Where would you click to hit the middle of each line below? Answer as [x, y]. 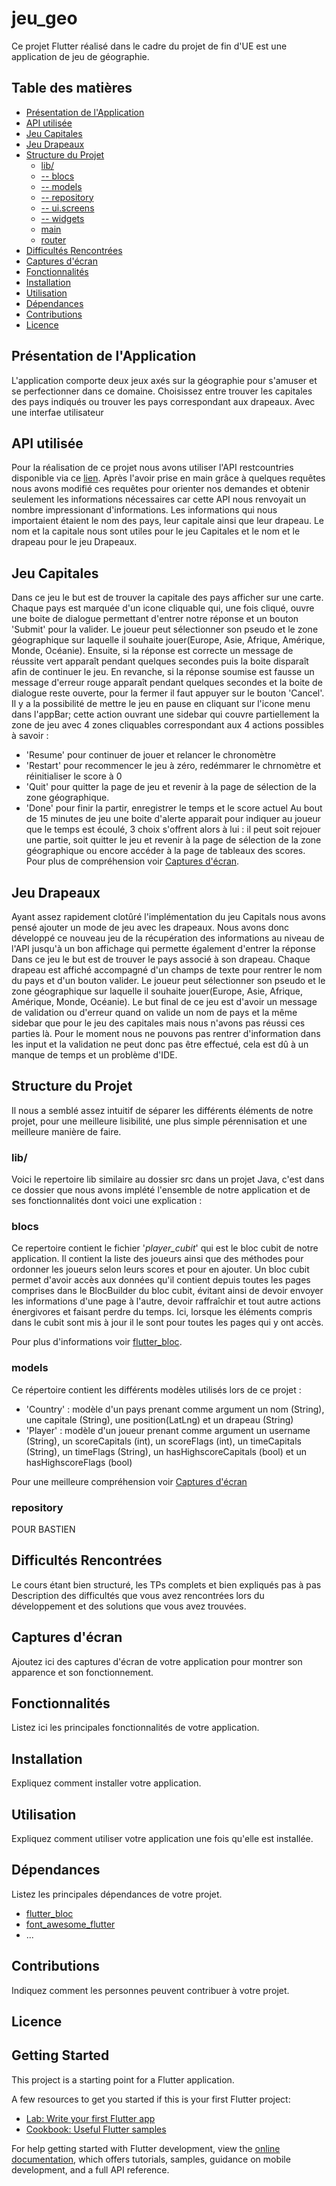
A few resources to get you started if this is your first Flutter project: [151, 2099]
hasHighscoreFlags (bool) [79, 1462]
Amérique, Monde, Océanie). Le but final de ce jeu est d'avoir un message [164, 1001]
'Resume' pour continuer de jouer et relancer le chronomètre [150, 755]
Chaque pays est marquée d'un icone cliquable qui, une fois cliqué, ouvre [163, 608]
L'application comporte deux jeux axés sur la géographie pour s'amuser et [164, 380]
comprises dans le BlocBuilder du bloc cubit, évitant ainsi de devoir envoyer [167, 1291]
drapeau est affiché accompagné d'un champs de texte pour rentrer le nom [167, 970]
